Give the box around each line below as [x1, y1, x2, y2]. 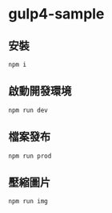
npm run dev [8, 106, 48, 114]
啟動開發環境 [8, 84, 72, 98]
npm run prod [8, 152, 52, 160]
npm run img [8, 198, 48, 206]
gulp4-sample [8, 5, 105, 23]
